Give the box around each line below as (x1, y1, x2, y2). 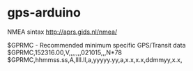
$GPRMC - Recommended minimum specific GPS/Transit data (7, 41, 186, 49)
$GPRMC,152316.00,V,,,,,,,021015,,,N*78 (7, 48, 122, 57)
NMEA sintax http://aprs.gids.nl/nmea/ (7, 28, 118, 36)
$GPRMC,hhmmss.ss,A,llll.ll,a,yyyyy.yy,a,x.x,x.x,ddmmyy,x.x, (7, 55, 183, 63)
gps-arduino (7, 5, 82, 21)
